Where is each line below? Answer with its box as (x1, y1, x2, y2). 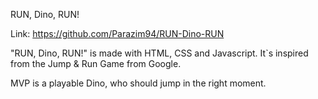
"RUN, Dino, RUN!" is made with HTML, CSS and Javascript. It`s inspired (10, 47, 309, 59)
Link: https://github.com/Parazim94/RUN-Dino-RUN (10, 28, 225, 39)
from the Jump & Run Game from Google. (10, 58, 182, 69)
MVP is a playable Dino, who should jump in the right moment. (10, 77, 267, 89)
